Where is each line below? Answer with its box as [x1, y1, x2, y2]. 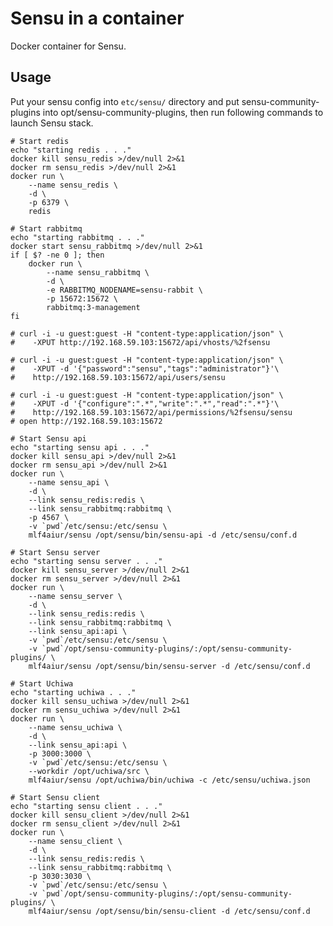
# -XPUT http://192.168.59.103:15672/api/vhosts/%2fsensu [10, 337, 271, 347]
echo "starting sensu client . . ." [10, 801, 163, 811]
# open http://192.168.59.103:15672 [10, 416, 163, 426]
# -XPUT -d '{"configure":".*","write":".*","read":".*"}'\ [10, 398, 280, 409]
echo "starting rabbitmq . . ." [10, 232, 145, 242]
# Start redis [10, 136, 70, 146]
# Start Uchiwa [10, 678, 74, 689]
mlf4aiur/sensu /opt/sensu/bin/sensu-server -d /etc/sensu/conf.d [28, 661, 311, 671]
